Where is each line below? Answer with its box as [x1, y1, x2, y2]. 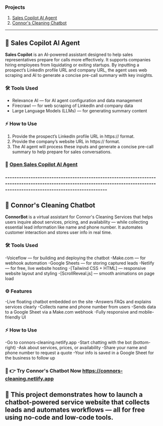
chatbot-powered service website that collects [5, 398, 150, 406]
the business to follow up [5, 355, 55, 361]
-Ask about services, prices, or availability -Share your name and [16, 345, 147, 351]
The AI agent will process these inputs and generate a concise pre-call [12, 143, 154, 149]
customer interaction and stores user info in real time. [5, 230, 112, 235]
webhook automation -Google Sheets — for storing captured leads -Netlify [5, 260, 154, 266]
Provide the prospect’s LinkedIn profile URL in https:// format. [12, 133, 135, 139]
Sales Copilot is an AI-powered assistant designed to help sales [5, 52, 133, 57]
